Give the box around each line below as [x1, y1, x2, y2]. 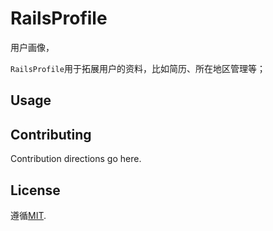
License [10, 182, 61, 199]
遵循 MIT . [10, 209, 47, 221]
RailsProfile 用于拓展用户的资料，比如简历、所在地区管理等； [10, 62, 266, 74]
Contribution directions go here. [10, 153, 142, 165]
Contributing [10, 126, 92, 143]
